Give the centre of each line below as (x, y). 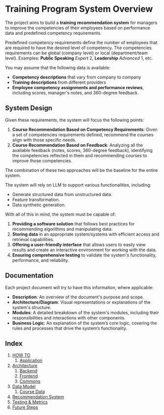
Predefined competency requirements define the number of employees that (81, 42)
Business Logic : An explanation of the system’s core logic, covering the (85, 323)
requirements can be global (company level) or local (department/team (76, 53)
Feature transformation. (36, 199)
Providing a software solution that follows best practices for (73, 223)
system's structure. (32, 307)
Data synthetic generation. (39, 205)
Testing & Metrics (30, 402)
